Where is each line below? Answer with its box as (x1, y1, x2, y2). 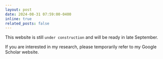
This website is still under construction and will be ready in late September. (5, 34, 159, 40)
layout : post (5, 7, 32, 12)
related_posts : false (5, 21, 50, 26)
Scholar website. (5, 49, 39, 55)
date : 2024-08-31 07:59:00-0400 (5, 12, 71, 17)
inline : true (5, 16, 32, 21)
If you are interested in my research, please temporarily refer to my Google (5, 44, 157, 50)
